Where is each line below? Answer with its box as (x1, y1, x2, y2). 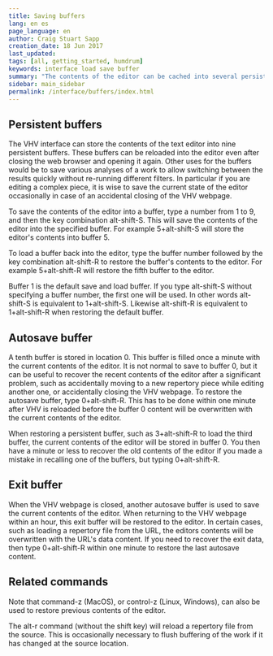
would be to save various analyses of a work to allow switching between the (8, 165, 264, 175)
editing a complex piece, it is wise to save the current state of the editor (8, 182, 249, 192)
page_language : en (8, 27, 71, 35)
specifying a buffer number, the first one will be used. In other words (8, 290, 238, 300)
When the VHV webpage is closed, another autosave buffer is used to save (8, 499, 260, 509)
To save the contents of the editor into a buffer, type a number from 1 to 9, (8, 206, 256, 216)
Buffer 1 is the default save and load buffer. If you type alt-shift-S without (8, 281, 253, 291)
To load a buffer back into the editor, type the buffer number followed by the (8, 249, 263, 258)
